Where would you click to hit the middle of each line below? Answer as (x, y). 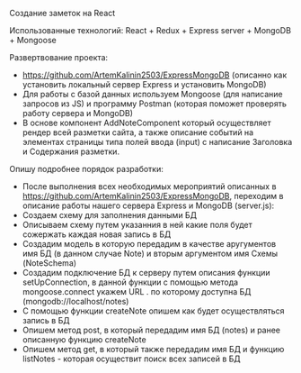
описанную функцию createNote (84, 340)
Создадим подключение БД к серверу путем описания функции (146, 273)
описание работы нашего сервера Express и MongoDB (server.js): (148, 205)
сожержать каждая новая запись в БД (97, 234)
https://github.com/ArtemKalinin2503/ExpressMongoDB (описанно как (155, 75)
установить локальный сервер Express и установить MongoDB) (144, 84)
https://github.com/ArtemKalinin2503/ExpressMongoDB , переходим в (153, 196)
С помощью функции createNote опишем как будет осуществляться (153, 311)
